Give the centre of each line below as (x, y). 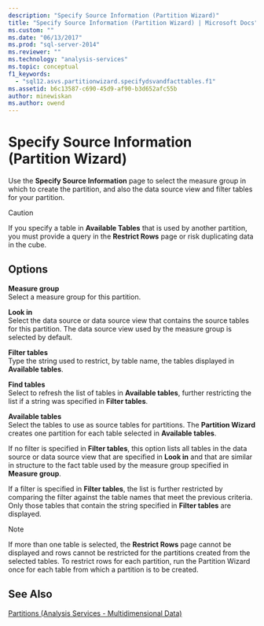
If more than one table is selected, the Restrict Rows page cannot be (120, 544)
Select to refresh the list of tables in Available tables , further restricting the (130, 393)
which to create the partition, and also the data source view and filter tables (130, 189)
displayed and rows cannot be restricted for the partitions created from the (129, 553)
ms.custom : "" (31, 30)
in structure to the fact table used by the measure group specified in (119, 465)
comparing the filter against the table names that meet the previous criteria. (130, 497)
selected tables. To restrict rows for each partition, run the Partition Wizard (129, 561)
